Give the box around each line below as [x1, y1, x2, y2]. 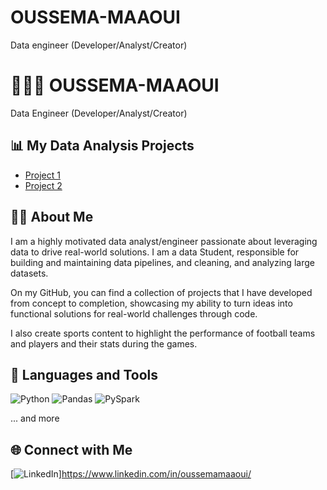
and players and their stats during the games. [10, 337, 198, 350]
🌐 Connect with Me [10, 441, 133, 458]
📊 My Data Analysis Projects [10, 137, 195, 155]
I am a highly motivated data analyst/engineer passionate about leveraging [10, 235, 318, 247]
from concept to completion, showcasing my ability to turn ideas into [10, 297, 293, 309]
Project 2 [24, 179, 63, 191]
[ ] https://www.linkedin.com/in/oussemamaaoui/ [10, 468, 252, 480]
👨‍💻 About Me [10, 209, 94, 226]
